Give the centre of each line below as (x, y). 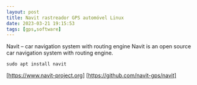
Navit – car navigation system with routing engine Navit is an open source (99, 46)
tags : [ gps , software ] (34, 29)
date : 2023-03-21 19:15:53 (41, 23)
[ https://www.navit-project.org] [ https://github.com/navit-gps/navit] (91, 76)
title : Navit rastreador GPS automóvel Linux (65, 18)
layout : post (23, 12)
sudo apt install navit (37, 64)
